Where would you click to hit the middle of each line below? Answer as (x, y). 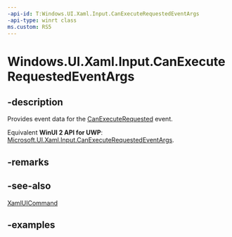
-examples (31, 225)
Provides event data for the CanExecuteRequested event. (90, 119)
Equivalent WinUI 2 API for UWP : (55, 133)
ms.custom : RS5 (30, 27)
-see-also (29, 186)
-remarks (28, 162)
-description (35, 102)
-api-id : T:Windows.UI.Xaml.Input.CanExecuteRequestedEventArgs (103, 14)
